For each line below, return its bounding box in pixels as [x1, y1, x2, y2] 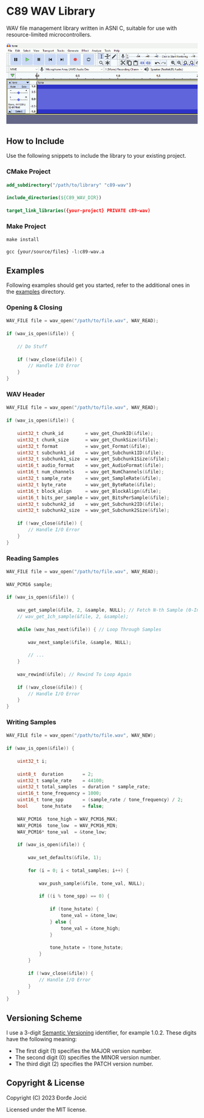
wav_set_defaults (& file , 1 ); [28, 855, 102, 861]
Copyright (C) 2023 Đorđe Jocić [6, 1094, 87, 1101]
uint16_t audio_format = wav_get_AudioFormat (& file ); [17, 462, 165, 469]
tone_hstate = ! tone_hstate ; [49, 944, 123, 951]
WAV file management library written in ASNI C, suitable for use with [6, 24, 177, 32]
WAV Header [6, 390, 46, 398]
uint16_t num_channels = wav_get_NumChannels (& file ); [17, 469, 165, 475]
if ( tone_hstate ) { [49, 906, 99, 912]
